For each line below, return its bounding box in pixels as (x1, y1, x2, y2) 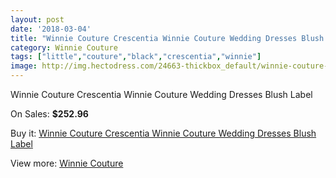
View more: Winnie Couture (10, 157, 124, 169)
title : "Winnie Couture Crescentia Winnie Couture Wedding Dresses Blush (10, 33, 325, 43)
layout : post (10, 14, 65, 25)
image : (10, 61, 38, 71)
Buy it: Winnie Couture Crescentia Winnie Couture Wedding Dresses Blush (10, 127, 317, 139)
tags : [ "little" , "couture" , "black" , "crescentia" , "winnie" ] (10, 52, 262, 62)
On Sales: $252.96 (10, 108, 89, 120)
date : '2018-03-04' (10, 24, 92, 34)
